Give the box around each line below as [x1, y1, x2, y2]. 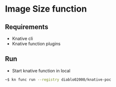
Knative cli [12, 35, 33, 41]
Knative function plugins [12, 41, 61, 47]
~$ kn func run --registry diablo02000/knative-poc [5, 77, 111, 82]
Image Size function [5, 3, 87, 15]
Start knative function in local [12, 68, 71, 73]
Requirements [5, 23, 48, 31]
